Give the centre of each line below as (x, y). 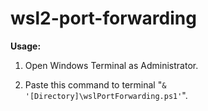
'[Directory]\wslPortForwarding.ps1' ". (106, 95)
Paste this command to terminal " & (95, 84)
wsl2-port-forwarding (103, 18)
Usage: (26, 46)
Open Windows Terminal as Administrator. (111, 65)
